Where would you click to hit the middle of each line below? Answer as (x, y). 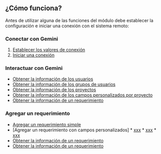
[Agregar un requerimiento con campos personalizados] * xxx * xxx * (84, 130)
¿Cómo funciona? (33, 8)
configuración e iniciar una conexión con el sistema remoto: (67, 26)
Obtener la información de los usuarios (53, 79)
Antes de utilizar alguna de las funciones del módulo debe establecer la (79, 20)
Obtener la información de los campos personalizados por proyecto (83, 95)
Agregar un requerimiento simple (47, 124)
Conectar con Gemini (32, 39)
